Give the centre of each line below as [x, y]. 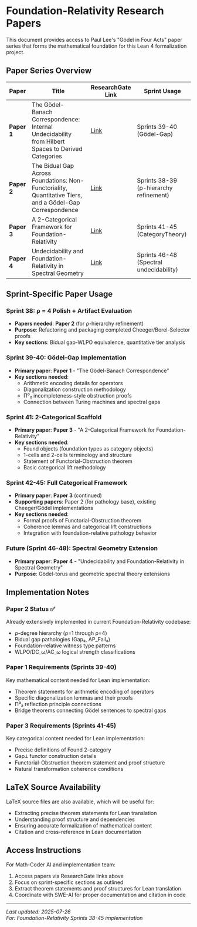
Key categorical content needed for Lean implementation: [76, 738]
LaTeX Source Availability [54, 787]
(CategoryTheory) [162, 234]
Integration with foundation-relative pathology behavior [90, 533]
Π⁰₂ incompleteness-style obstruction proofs [77, 395]
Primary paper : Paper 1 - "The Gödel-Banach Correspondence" [92, 370]
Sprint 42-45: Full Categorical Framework [67, 482]
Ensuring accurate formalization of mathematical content [83, 825]
